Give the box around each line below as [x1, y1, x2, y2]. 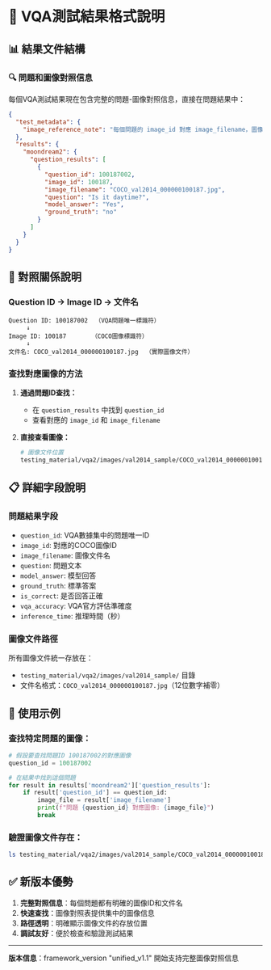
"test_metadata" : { [15, 118, 81, 126]
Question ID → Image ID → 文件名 [8, 296, 139, 307]
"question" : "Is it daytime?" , [44, 193, 150, 201]
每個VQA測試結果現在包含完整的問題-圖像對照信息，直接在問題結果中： [8, 94, 246, 103]
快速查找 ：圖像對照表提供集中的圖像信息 [19, 908, 155, 917]
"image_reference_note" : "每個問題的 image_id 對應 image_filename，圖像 [23, 125, 264, 133]
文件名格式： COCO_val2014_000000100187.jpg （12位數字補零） [19, 681, 224, 690]
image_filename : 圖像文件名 [19, 550, 111, 560]
